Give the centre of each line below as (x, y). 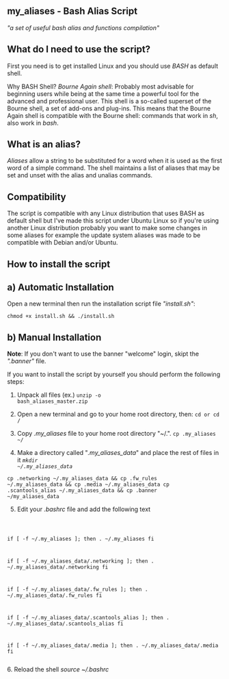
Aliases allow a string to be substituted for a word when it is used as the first (114, 161)
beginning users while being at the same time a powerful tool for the (103, 94)
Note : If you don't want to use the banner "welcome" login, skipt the (103, 354)
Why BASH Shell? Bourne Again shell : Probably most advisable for (100, 86)
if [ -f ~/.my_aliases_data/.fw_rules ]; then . (78, 589)
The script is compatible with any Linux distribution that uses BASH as (106, 213)
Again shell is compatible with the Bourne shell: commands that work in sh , (113, 115)
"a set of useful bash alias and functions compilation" (83, 27)
